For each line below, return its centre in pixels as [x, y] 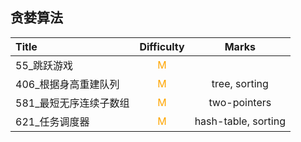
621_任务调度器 [52, 121]
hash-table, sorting [240, 121]
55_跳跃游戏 [44, 65]
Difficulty [162, 46]
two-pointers [240, 102]
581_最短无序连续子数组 [72, 103]
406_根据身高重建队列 [67, 84]
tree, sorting [240, 83]
